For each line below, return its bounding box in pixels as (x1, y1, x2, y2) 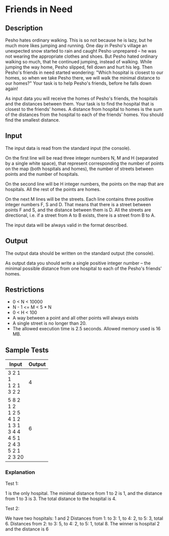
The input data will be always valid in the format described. (5, 222, 128, 228)
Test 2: (5, 505, 20, 511)
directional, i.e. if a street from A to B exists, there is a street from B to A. (5, 212, 155, 218)
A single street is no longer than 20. (12, 320, 87, 326)
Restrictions (5, 285, 44, 294)
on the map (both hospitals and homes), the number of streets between (5, 166, 154, 172)
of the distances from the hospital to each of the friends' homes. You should (5, 111, 164, 118)
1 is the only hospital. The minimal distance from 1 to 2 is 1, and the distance (5, 490, 162, 496)
